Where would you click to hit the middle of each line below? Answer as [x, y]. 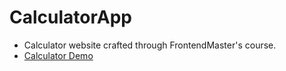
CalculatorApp [70, 17]
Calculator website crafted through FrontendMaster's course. [150, 45]
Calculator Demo [58, 55]
